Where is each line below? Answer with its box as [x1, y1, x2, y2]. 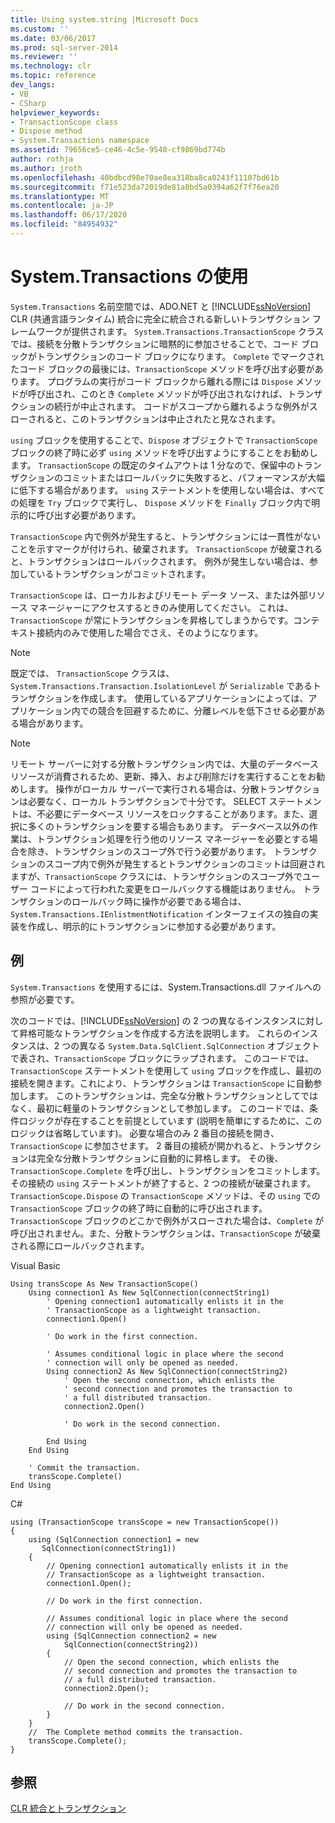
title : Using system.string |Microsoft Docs [10, 14, 199, 25]
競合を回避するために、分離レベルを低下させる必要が [97, 704, 317, 716]
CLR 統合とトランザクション [10, 1802, 127, 1815]
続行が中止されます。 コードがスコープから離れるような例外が [53, 400, 310, 412]
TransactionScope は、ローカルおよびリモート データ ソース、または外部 [10, 589, 308, 601]
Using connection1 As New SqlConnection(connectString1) [28, 1287, 271, 1298]
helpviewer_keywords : [10, 107, 101, 118]
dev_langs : [10, 80, 56, 90]
